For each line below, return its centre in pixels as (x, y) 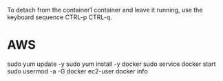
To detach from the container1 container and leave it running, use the (105, 10)
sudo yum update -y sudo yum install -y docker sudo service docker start (111, 64)
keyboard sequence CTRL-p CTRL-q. (60, 17)
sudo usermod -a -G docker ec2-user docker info (77, 71)
